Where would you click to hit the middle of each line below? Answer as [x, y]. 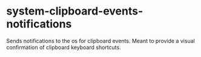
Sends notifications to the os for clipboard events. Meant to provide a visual [100, 41]
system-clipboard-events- [75, 11]
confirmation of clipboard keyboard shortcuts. [64, 47]
